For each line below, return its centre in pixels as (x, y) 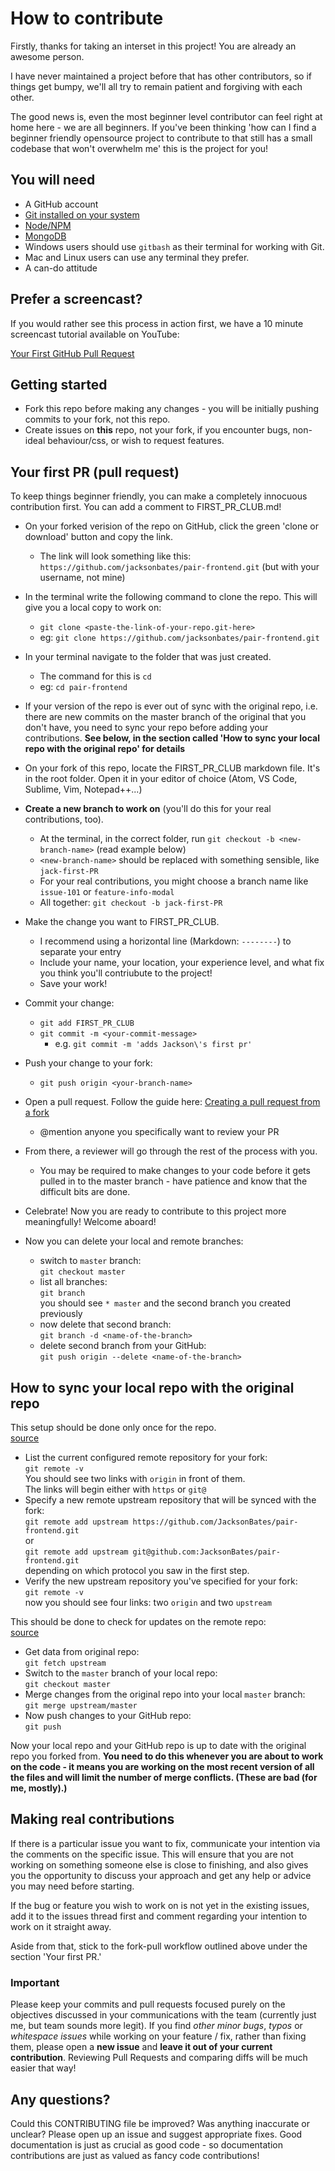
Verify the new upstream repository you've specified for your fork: (161, 1581)
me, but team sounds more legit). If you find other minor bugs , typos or (156, 2026)
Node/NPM (48, 225)
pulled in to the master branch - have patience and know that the (173, 1181)
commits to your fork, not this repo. (97, 419)
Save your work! (73, 984)
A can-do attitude (61, 268)
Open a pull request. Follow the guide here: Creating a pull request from (172, 1102)
